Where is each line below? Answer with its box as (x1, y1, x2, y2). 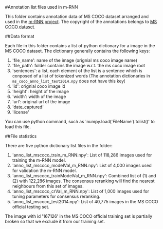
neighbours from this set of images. (12, 183, 84, 189)
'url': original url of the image (12, 99, 71, 104)
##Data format (5, 34, 35, 39)
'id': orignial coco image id (12, 83, 66, 89)
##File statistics (5, 134, 37, 139)
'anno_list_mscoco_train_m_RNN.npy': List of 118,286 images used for (12, 152, 152, 158)
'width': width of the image (12, 94, 66, 99)
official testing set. (12, 204, 50, 210)
